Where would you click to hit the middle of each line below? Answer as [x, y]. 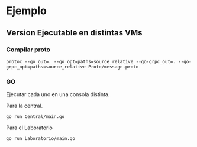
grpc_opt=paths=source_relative [46, 67]
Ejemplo [27, 11]
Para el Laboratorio [30, 128]
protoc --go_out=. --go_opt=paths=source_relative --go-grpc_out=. [91, 61]
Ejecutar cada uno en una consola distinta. [58, 94]
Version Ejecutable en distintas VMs [75, 33]
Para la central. [25, 106]
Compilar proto [28, 50]
